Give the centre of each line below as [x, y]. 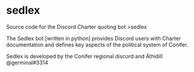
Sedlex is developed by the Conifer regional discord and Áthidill [84, 56]
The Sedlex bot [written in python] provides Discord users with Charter [94, 38]
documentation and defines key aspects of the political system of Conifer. [97, 45]
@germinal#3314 [27, 62]
